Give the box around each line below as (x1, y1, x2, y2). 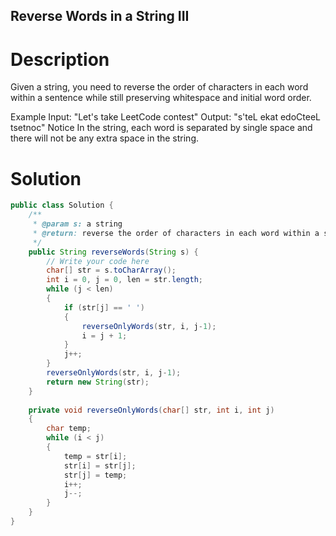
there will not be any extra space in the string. (10, 132, 199, 144)
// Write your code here (46, 256, 150, 266)
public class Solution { (10, 200, 114, 211)
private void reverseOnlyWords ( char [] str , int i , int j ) (28, 405, 275, 415)
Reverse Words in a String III (10, 8, 190, 25)
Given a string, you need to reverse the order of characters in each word (10, 81, 309, 93)
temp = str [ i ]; (63, 451, 128, 461)
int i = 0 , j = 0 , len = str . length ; (46, 275, 204, 285)
